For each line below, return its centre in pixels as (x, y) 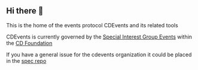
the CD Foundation (29, 43)
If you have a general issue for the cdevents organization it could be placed (99, 55)
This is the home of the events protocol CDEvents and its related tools (92, 25)
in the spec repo (26, 61)
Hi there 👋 (25, 11)
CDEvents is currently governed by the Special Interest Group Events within (99, 37)
